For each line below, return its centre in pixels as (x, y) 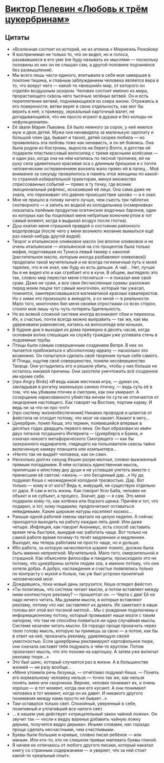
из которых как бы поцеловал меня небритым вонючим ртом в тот (82, 215)
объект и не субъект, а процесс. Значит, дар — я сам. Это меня (79, 496)
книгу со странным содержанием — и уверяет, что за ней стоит (79, 750)
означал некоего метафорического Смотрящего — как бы (73, 439)
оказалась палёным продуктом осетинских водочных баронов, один (84, 210)
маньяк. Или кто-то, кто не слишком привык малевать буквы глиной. (84, 740)
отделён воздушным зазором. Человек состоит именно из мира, (80, 91)
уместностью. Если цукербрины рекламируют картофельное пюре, (83, 641)
